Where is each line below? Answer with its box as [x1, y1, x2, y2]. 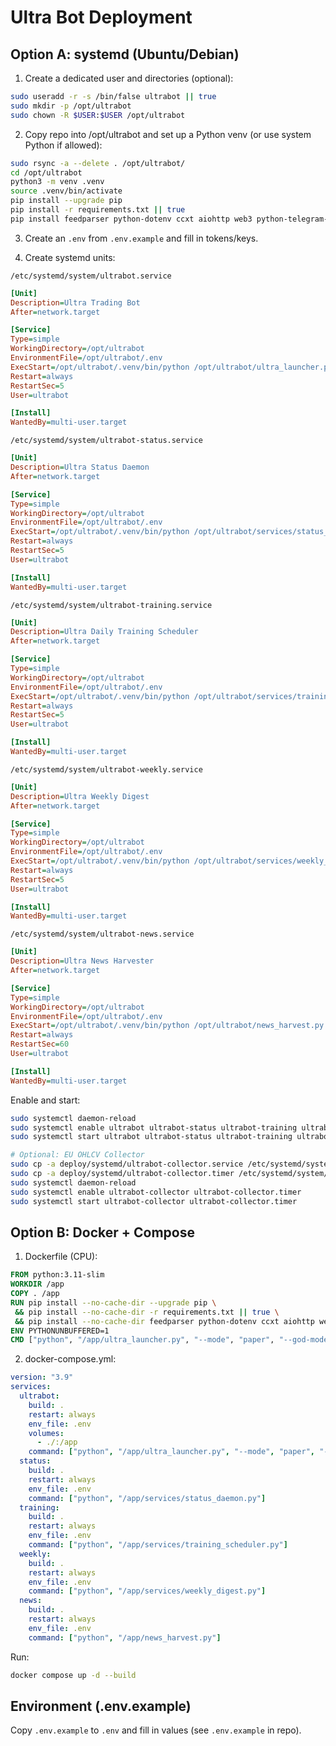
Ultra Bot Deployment [10, 6, 193, 29]
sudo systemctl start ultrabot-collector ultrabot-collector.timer [10, 1196, 298, 1206]
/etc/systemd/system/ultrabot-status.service [10, 436, 203, 446]
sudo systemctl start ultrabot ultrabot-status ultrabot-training [10, 1132, 293, 1142]
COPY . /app [10, 1289, 60, 1299]
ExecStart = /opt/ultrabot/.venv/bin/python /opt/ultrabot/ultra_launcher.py [10, 362, 333, 372]
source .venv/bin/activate [10, 186, 123, 196]
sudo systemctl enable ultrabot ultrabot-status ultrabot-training [10, 1122, 298, 1133]
